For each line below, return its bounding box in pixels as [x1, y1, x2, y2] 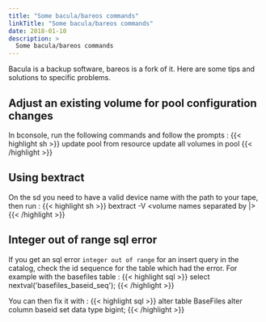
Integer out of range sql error [8, 233, 158, 247]
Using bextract [8, 171, 85, 184]
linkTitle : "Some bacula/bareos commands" [8, 19, 154, 28]
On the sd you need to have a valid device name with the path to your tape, [8, 192, 259, 202]
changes [8, 108, 54, 122]
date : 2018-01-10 [8, 27, 67, 35]
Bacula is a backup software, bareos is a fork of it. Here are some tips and [8, 64, 255, 74]
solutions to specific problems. [8, 73, 112, 83]
